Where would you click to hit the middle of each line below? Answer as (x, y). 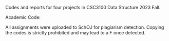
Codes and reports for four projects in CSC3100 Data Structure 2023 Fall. (83, 7)
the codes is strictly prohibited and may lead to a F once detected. (76, 33)
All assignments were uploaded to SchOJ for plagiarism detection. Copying (85, 27)
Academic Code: (23, 17)
